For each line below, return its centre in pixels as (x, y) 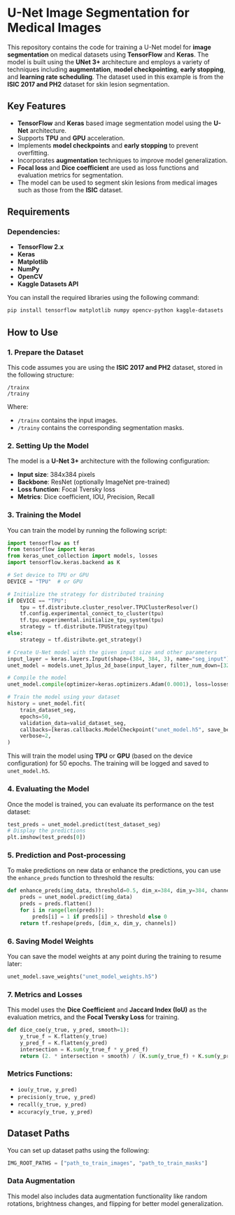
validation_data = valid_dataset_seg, (73, 723)
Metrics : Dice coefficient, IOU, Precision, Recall (86, 497)
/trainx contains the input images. (67, 420)
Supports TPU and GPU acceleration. (71, 138)
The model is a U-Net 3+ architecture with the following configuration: (108, 461)
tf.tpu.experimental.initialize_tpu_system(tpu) (92, 620)
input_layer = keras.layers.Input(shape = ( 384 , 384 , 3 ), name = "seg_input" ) (119, 659)
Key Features (37, 106)
